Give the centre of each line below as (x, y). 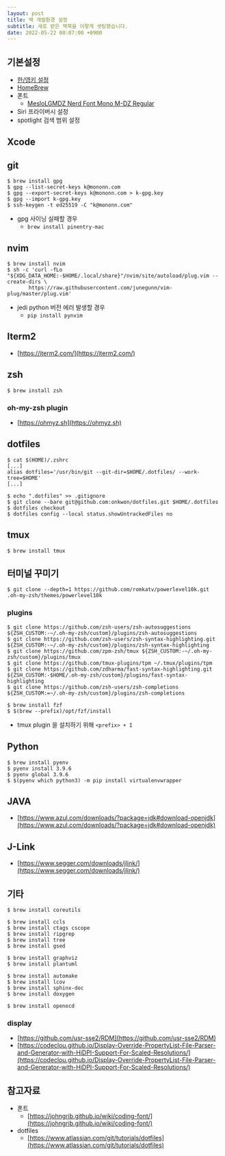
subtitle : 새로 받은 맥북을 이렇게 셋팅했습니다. (68, 26)
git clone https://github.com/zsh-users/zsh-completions (96, 687)
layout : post (26, 13)
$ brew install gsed (37, 946)
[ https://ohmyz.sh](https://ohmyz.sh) (69, 423)
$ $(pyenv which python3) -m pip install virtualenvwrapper (95, 780)
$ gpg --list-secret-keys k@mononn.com (64, 187)
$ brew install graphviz (42, 958)
